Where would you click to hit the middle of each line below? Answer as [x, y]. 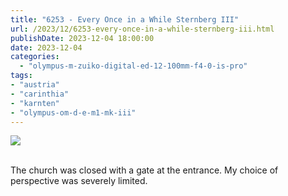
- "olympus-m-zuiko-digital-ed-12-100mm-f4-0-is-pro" [133, 66]
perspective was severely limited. [79, 181]
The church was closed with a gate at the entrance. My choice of [144, 170]
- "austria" [35, 85]
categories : [35, 57]
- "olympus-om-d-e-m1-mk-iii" [73, 112]
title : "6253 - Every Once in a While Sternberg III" [125, 19]
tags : [21, 76]
